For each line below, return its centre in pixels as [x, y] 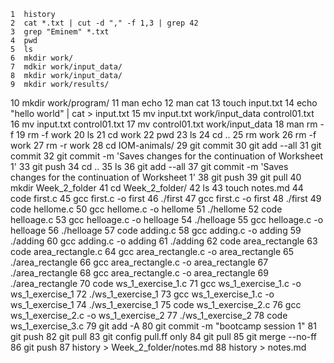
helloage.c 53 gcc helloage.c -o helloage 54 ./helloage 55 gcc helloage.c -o [167, 219]
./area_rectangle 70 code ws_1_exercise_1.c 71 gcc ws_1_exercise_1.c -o [156, 283]
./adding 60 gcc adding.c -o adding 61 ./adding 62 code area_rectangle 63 [164, 241]
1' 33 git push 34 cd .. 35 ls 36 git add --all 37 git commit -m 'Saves [149, 166]
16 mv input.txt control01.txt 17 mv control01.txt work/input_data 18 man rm [164, 124]
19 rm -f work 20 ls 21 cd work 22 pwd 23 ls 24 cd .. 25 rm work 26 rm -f [166, 134]
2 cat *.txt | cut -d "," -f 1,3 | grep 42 [104, 23]
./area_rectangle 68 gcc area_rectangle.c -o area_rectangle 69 [139, 273]
